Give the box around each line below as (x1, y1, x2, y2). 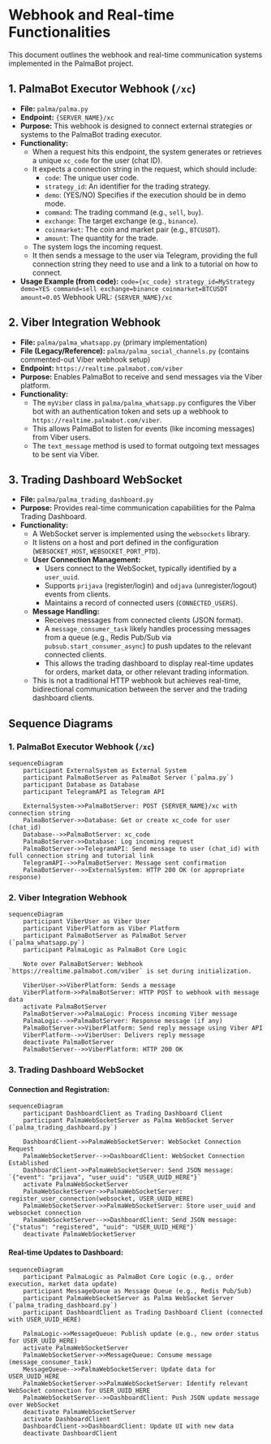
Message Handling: (32, 607, 100, 617)
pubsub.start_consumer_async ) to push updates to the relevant (44, 641, 252, 651)
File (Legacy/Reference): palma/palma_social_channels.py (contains (19, 345, 250, 355)
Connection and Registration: (8, 1084, 110, 1094)
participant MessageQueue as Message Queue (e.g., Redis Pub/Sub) (23, 1286, 252, 1295)
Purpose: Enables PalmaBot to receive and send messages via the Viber (19, 371, 263, 381)
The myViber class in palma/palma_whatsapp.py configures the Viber (32, 397, 256, 407)
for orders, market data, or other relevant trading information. (44, 667, 249, 677)
